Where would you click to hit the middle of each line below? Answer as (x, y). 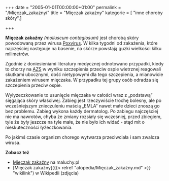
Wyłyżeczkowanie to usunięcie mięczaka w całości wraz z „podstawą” (79, 95)
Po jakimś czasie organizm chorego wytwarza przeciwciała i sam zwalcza (82, 137)
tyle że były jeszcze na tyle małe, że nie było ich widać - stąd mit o (75, 122)
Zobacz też (17, 152)
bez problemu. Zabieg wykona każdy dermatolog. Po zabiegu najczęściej (82, 111)
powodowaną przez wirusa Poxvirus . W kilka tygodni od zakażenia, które (81, 43)
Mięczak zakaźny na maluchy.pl (46, 162)
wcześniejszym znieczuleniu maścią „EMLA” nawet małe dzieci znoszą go (82, 106)
